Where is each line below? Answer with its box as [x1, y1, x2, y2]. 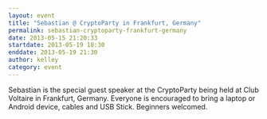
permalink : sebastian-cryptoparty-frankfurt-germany [8, 26, 187, 34]
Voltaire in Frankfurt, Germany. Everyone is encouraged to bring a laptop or [8, 93, 256, 103]
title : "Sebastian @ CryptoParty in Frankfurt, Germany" [8, 19, 202, 27]
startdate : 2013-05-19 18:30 [8, 41, 105, 49]
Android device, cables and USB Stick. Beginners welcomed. [8, 102, 208, 111]
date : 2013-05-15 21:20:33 [8, 33, 98, 42]
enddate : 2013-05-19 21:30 [8, 48, 98, 56]
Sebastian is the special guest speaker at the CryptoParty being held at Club [8, 85, 259, 94]
